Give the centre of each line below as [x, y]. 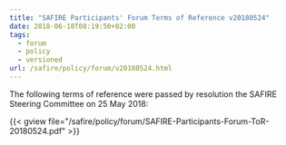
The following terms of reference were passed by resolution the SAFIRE [143, 94]
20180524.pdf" [38, 130]
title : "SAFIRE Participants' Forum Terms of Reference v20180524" [140, 18]
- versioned [40, 60]
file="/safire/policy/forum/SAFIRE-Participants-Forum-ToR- [159, 121]
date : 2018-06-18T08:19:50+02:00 [73, 26]
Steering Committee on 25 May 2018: [79, 103]
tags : [20, 34]
